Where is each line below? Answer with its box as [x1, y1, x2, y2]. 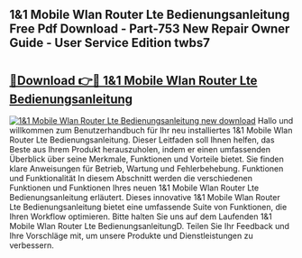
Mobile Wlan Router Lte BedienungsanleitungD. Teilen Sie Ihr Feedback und [9, 221, 290, 231]
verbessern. [9, 240, 54, 251]
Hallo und [257, 115, 294, 125]
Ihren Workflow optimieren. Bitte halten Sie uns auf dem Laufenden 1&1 [9, 211, 272, 222]
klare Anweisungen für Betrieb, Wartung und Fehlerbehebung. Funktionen [9, 163, 284, 174]
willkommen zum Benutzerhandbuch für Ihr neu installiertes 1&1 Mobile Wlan [9, 125, 293, 135]
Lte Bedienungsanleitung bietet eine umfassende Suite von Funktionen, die [9, 202, 288, 212]
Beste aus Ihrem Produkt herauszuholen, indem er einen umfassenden [9, 144, 271, 154]
